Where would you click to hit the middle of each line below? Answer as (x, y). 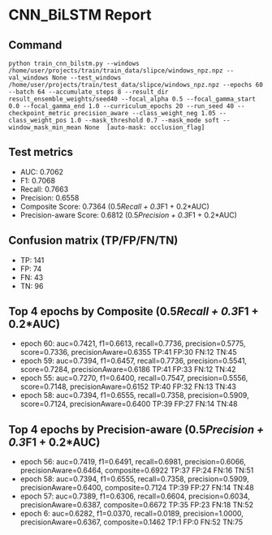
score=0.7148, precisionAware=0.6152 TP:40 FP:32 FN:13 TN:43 (128, 386)
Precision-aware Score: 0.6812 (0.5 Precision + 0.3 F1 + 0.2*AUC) (129, 215)
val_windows (28, 78)
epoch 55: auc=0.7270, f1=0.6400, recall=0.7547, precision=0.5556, (134, 378)
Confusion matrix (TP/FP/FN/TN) (93, 241)
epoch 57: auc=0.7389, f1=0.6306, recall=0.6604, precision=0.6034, (135, 496)
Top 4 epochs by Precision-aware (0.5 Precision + (136, 429)
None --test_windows (86, 78)
